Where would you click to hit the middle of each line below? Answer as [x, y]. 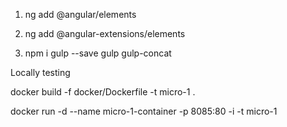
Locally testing [40, 72]
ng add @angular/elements [80, 14]
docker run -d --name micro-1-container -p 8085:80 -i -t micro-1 [144, 111]
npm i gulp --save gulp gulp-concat [98, 53]
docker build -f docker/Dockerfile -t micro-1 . [103, 92]
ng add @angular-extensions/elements [105, 33]
